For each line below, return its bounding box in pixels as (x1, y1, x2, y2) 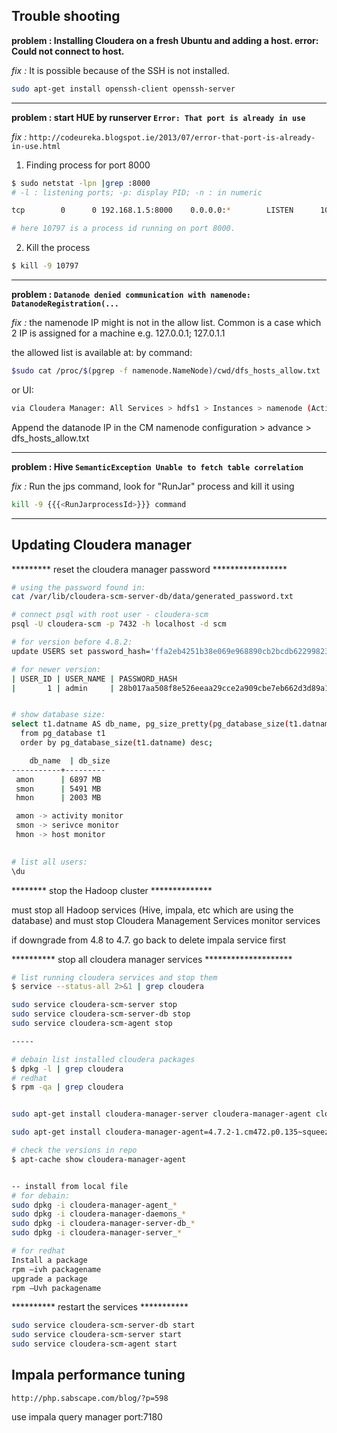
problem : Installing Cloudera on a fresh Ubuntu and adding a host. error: (11, 34, 319, 46)
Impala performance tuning (11, 1367, 186, 1384)
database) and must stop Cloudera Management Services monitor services (11, 914, 321, 926)
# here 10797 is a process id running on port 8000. (11, 224, 236, 234)
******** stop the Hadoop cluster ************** (11, 884, 213, 896)
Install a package (11, 1255, 88, 1265)
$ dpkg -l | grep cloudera (11, 1064, 124, 1074)
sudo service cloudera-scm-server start (11, 1330, 183, 1340)
